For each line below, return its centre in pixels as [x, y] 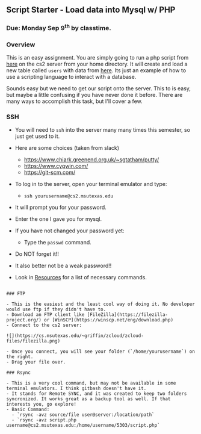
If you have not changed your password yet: [70, 231]
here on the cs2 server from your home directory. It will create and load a [97, 64]
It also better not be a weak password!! [63, 266]
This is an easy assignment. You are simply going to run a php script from [97, 58]
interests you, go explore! [42, 405]
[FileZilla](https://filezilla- [128, 315]
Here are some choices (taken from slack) [67, 148]
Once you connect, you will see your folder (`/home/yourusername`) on [104, 352]
